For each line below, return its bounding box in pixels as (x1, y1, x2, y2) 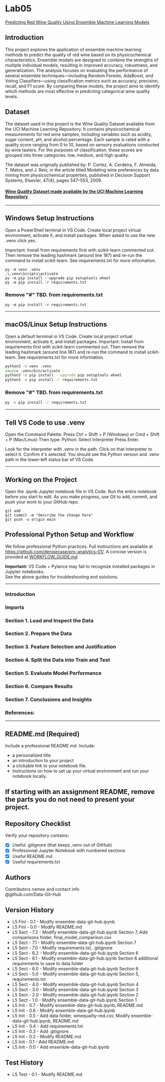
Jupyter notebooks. (5, 569, 45, 574)
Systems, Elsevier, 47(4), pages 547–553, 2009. (5, 177, 102, 183)
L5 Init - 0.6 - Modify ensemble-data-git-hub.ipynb (12, 1008, 115, 1014)
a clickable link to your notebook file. (12, 763, 87, 769)
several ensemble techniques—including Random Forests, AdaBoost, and (5, 72, 154, 79)
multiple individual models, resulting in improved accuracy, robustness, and (5, 62, 158, 68)
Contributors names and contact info (5, 886, 80, 892)
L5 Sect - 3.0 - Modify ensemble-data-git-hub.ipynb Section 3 (12, 987, 138, 993)
